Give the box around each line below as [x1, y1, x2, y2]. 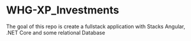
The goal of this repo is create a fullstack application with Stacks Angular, [6, 23, 185, 30]
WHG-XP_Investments [6, 4, 119, 17]
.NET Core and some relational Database [6, 29, 105, 36]
